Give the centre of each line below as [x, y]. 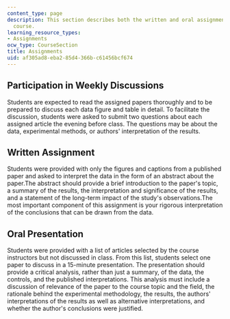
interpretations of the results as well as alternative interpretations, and [106, 301]
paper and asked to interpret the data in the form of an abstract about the [111, 176]
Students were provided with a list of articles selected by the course [103, 251]
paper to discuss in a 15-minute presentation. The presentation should [106, 265]
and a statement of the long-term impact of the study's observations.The [110, 198]
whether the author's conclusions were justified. [75, 309]
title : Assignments [35, 52]
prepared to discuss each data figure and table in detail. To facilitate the [108, 109]
